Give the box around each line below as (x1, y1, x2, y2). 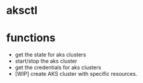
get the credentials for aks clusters (14, 64, 102, 71)
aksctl (6, 4, 38, 17)
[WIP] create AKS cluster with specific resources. (14, 70, 138, 78)
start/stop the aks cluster (14, 58, 78, 65)
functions (6, 31, 56, 45)
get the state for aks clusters (14, 51, 87, 58)
